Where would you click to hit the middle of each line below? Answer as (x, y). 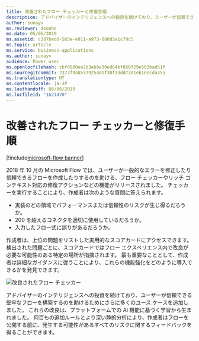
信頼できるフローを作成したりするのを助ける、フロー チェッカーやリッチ (95, 177)
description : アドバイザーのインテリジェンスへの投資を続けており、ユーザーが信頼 (96, 17)
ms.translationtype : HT (36, 78)
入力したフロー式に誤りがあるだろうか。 (64, 227)
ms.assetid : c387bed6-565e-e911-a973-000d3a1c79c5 (70, 39)
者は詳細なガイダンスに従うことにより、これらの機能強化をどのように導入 (97, 262)
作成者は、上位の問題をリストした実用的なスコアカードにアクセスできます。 (99, 240)
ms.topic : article (29, 45)
